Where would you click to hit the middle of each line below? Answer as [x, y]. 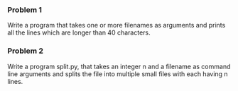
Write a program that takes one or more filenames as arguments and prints [117, 25]
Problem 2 [26, 51]
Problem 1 [25, 10]
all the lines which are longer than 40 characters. [79, 32]
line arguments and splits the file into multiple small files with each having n [118, 74]
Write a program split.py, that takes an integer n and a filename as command [119, 66]
